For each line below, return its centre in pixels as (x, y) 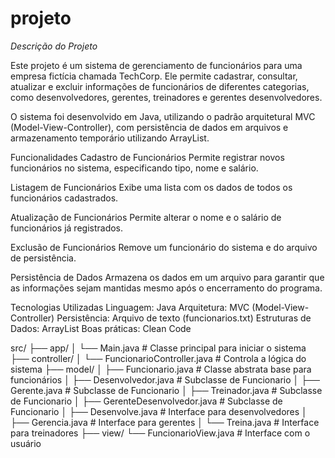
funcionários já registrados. (67, 228)
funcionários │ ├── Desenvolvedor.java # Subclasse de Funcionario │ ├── (165, 379)
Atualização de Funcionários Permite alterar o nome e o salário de (146, 217)
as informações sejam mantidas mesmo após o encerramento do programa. (166, 288)
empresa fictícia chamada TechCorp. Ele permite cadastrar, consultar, (154, 76)
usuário (26, 443)
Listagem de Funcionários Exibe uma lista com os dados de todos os (151, 187)
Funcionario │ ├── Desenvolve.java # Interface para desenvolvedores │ (159, 411)
